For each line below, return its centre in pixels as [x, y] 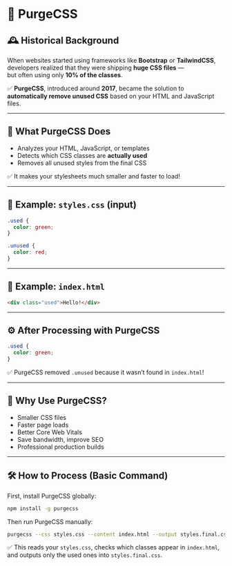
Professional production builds [61, 447]
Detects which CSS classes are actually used [82, 155]
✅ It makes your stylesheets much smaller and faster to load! [94, 176]
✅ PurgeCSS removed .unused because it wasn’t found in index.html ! [106, 372]
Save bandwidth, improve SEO [60, 439]
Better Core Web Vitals [50, 432]
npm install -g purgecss [43, 508]
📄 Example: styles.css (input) [72, 205]
